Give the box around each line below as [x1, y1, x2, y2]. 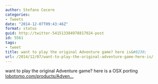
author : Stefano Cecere [5, 7, 55, 13]
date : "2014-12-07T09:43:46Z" [5, 21, 69, 27]
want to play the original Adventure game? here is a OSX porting [5, 68, 138, 74]
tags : [5, 40, 17, 45]
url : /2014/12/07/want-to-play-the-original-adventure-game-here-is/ [5, 54, 154, 59]
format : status [5, 26, 37, 31]
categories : [5, 12, 30, 17]
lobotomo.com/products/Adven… [5, 73, 74, 79]
